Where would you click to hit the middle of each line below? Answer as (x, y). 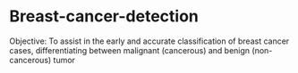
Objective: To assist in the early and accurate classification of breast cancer (149, 41)
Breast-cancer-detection (104, 16)
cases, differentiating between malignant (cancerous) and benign (130, 50)
